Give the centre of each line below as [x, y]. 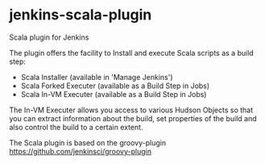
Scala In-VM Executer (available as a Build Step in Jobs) [114, 94]
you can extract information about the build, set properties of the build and [133, 118]
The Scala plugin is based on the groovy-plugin [88, 142]
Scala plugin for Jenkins [49, 37]
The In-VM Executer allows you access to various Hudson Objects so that [131, 110]
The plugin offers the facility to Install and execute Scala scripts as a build [132, 53]
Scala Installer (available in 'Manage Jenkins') [97, 77]
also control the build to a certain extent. [76, 127]
